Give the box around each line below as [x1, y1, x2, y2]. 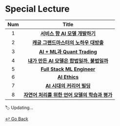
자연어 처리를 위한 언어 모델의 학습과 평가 [23, 91, 113, 98]
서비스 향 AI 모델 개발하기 [40, 30, 96, 37]
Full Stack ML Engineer [40, 66, 96, 72]
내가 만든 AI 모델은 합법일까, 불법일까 [27, 57, 108, 64]
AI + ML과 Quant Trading [39, 48, 98, 55]
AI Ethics [57, 73, 79, 80]
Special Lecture [5, 3, 70, 15]
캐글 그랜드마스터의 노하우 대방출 [32, 39, 104, 46]
